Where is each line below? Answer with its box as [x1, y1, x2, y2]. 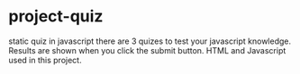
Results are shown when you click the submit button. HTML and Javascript [8, 45, 286, 55]
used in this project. [8, 54, 82, 65]
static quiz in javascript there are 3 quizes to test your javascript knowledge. [8, 36, 292, 46]
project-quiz [8, 6, 104, 27]
